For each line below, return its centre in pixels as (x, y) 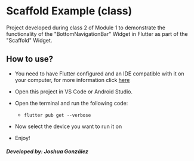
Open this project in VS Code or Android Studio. (74, 92)
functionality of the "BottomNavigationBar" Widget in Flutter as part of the (97, 34)
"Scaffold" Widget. (29, 40)
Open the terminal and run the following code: (71, 103)
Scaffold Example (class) (69, 11)
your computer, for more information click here (72, 80)
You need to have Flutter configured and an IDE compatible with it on (99, 74)
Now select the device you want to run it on (68, 126)
